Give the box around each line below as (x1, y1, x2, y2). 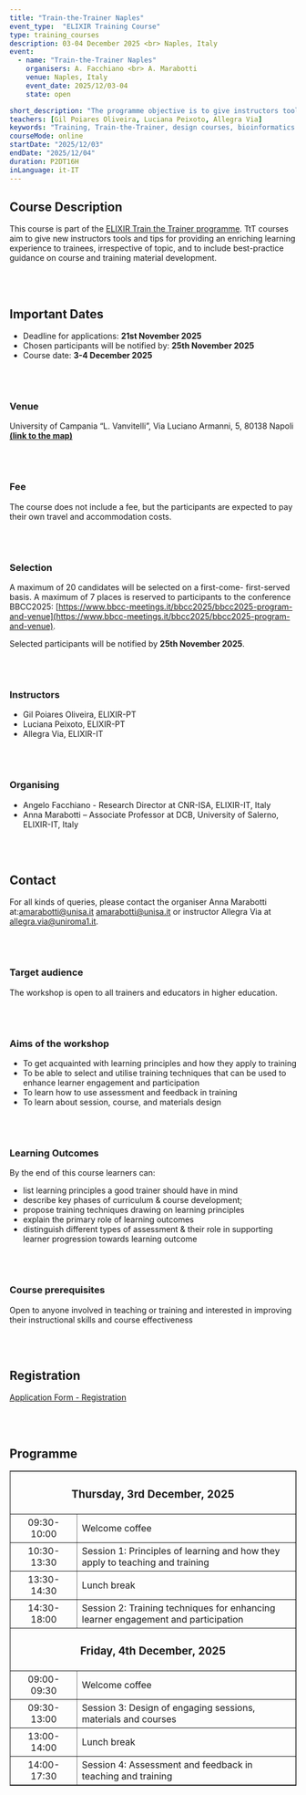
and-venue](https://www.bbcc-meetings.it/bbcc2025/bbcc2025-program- (9, 611, 291, 622)
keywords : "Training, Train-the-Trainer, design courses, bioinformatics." (9, 123, 303, 132)
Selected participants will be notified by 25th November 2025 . (9, 638, 246, 649)
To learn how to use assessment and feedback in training (22, 1087, 239, 1098)
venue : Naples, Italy (25, 73, 107, 82)
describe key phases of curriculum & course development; (22, 1195, 243, 1206)
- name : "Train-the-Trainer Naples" (17, 56, 157, 65)
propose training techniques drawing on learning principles (22, 1205, 245, 1216)
